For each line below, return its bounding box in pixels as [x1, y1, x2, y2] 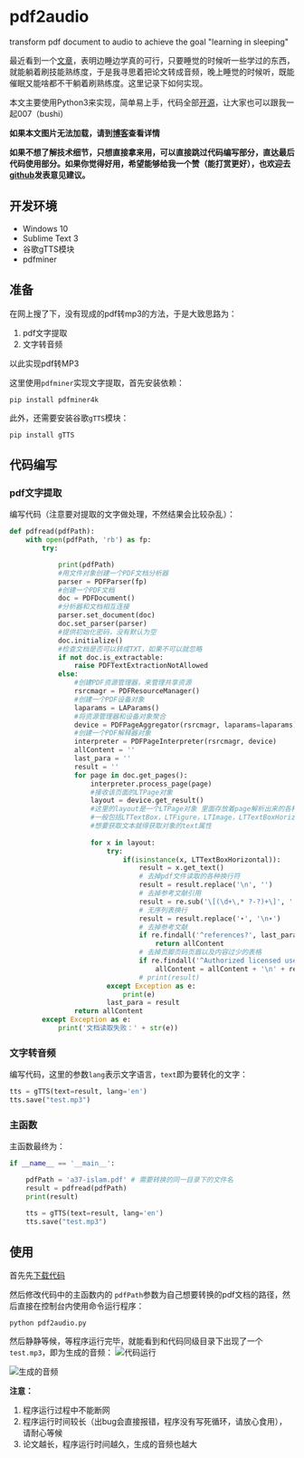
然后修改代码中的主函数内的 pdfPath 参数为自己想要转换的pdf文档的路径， [9, 1289, 283, 1300]
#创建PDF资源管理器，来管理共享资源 [73, 678, 192, 688]
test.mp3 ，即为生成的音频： [9, 1347, 114, 1358]
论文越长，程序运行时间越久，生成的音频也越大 [22, 1439, 197, 1450]
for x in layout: [90, 838, 156, 847]
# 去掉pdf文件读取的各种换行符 [138, 872, 241, 881]
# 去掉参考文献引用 [138, 889, 202, 898]
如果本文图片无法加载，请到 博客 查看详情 [9, 127, 160, 138]
